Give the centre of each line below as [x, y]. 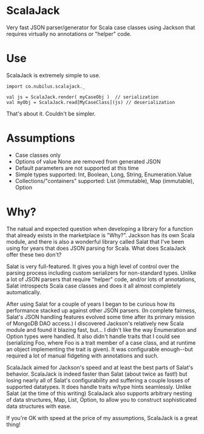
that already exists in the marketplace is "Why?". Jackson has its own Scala [101, 235]
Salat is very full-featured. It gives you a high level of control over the [93, 266]
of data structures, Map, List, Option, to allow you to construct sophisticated [101, 399]
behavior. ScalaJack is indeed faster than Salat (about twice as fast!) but [97, 374]
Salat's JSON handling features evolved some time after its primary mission [101, 317]
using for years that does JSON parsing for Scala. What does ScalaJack [96, 248]
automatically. [24, 292]
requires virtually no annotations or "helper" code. [69, 33]
